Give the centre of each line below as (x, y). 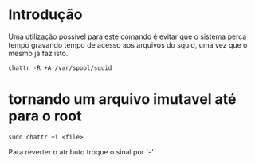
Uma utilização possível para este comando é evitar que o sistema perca (127, 36)
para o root (45, 116)
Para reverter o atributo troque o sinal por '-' (81, 151)
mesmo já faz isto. (38, 53)
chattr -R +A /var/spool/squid (60, 68)
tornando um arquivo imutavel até (122, 99)
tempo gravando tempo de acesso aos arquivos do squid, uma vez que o (128, 44)
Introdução (45, 15)
